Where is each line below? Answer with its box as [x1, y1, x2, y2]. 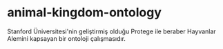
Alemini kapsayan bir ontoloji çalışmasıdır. [7, 34, 126, 42]
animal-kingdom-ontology [7, 5, 162, 20]
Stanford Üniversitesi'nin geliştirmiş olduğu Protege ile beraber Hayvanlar [7, 27, 216, 35]
